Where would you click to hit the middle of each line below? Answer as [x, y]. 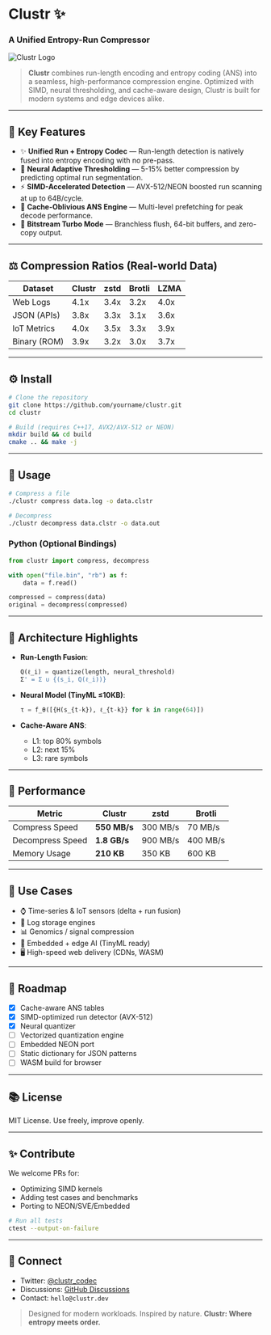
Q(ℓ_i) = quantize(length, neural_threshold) [98, 672]
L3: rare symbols [60, 758]
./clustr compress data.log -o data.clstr [81, 501]
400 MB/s [206, 840]
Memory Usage [42, 854]
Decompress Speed [50, 840]
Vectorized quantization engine [72, 1035]
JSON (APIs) [36, 315]
